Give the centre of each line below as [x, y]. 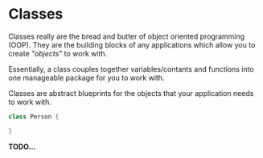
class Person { [34, 116]
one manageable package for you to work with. [86, 77]
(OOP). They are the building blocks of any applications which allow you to [132, 44]
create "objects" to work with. [58, 53]
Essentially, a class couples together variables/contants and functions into [131, 69]
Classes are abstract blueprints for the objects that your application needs [131, 93]
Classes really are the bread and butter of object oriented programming [127, 36]
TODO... [22, 147]
